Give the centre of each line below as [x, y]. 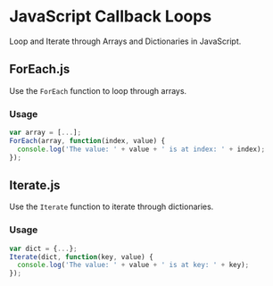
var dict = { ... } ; [43, 248]
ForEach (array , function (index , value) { [87, 140]
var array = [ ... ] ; [45, 133]
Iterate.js [35, 185]
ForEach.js [40, 69]
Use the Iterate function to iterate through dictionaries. [112, 206]
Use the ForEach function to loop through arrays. [98, 90]
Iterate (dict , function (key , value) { [81, 257]
